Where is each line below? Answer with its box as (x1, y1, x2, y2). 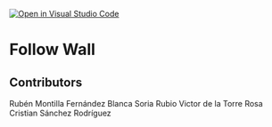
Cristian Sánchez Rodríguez (9, 107, 111, 118)
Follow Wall (9, 40, 96, 60)
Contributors (9, 75, 83, 90)
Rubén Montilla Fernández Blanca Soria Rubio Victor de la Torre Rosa (9, 99, 263, 108)
